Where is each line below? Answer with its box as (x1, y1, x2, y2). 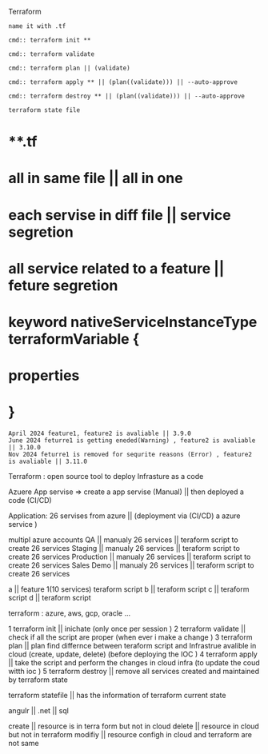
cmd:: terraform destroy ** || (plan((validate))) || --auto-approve (8, 92, 246, 100)
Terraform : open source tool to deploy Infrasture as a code (8, 472, 204, 481)
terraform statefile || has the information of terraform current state (8, 691, 226, 700)
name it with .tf (8, 22, 66, 30)
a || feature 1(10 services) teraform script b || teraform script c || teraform (8, 584, 250, 594)
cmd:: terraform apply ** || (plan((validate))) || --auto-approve (8, 78, 238, 86)
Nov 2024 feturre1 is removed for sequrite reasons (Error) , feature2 (8, 451, 252, 459)
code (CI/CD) (8, 496, 52, 505)
